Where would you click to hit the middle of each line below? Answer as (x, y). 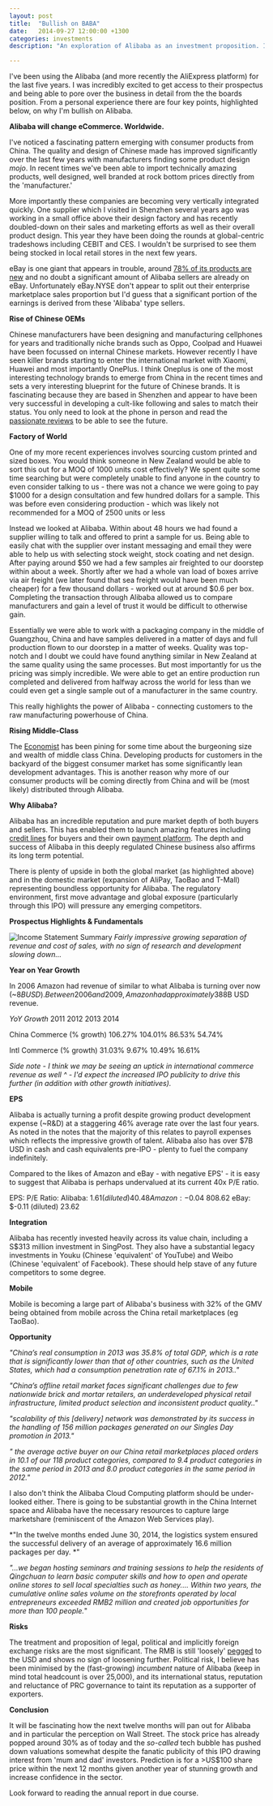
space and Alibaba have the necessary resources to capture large (119, 1511)
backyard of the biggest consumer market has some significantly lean (126, 764)
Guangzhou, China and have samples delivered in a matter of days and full (134, 639)
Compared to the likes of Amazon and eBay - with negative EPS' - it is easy (134, 1174)
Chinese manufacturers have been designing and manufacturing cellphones (136, 334)
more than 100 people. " (49, 1611)
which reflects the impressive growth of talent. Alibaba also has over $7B (131, 1140)
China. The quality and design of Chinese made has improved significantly (133, 151)
